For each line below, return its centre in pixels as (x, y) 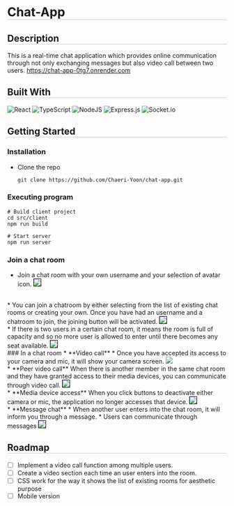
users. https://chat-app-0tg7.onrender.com (69, 70)
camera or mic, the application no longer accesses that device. (97, 402)
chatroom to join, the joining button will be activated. (83, 322)
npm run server (29, 242)
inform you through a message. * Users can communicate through (102, 417)
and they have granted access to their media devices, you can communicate (117, 376)
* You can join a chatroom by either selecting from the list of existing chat (112, 305)
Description (33, 38)
